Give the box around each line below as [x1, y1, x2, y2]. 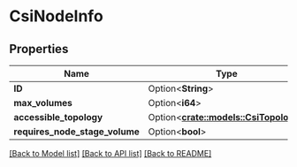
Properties [9, 42, 69, 57]
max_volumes [13, 97, 73, 109]
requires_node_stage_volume [13, 125, 140, 138]
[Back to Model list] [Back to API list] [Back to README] [9, 148, 212, 158]
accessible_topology [13, 111, 103, 123]
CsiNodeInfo [9, 6, 103, 27]
